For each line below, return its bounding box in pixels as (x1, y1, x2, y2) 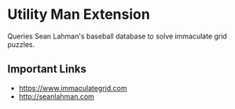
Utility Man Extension (7, 5, 150, 24)
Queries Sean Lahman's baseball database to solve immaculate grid (7, 31, 227, 41)
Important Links (7, 63, 87, 76)
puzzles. (7, 39, 35, 49)
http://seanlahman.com (18, 92, 95, 101)
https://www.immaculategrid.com (18, 83, 127, 93)
